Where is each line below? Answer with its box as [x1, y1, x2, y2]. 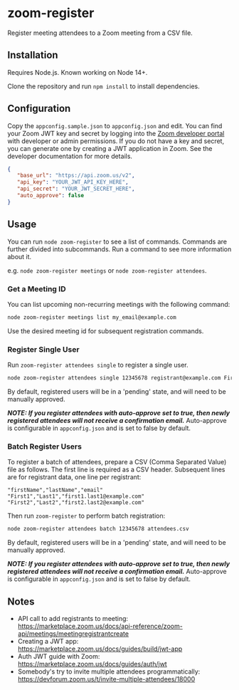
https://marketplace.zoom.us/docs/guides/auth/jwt [17, 659, 167, 668]
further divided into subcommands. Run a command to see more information [7, 244, 232, 253]
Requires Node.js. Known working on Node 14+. [7, 68, 148, 76]
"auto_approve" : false [16, 192, 84, 199]
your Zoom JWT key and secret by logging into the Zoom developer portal [7, 129, 225, 137]
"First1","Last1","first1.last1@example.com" [7, 493, 144, 500]
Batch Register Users [7, 441, 82, 451]
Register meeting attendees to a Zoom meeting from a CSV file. [7, 28, 193, 37]
